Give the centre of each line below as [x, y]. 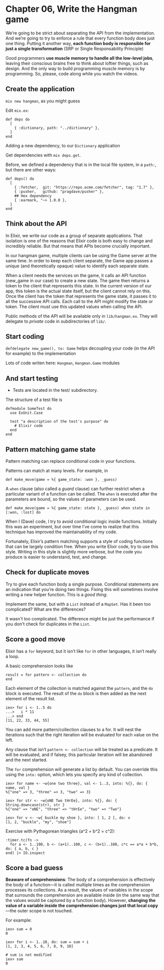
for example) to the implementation [41, 354]
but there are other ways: [31, 169]
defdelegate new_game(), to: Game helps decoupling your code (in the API [80, 348]
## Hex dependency [33, 196]
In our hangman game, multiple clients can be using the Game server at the [81, 255]
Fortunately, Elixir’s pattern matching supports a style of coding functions [79, 541]
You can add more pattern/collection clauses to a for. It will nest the [73, 729]
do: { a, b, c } [22, 849]
